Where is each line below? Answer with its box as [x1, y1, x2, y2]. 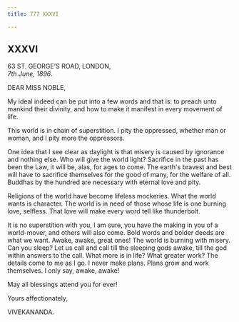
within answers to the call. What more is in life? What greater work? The [7, 251, 219, 260]
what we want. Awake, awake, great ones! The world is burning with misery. [7, 236, 230, 245]
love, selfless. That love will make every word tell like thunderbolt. [7, 207, 201, 216]
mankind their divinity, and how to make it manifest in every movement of [7, 105, 223, 114]
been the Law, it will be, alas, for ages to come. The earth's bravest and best [7, 163, 232, 171]
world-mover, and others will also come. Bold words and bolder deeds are [7, 228, 225, 237]
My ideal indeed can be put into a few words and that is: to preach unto [7, 97, 217, 106]
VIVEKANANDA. [7, 308, 55, 316]
